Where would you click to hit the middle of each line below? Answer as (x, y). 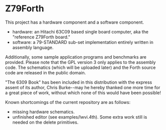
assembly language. (33, 47)
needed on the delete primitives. (45, 122)
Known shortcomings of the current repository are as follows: (68, 102)
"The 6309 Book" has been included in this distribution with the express (79, 82)
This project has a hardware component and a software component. (75, 22)
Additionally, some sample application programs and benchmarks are (76, 57)
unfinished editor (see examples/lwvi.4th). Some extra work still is (80, 117)
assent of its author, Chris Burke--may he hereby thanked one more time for (83, 87)
